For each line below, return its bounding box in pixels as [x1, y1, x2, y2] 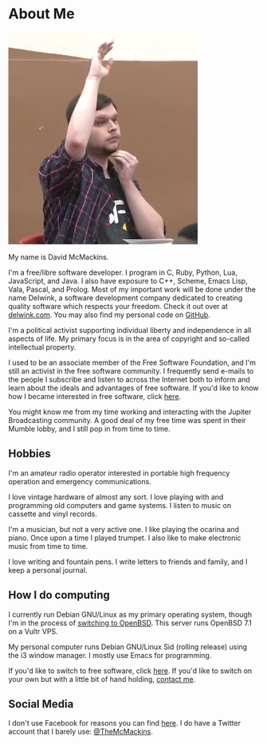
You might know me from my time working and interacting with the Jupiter [8, 407, 252, 417]
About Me [8, 5, 75, 23]
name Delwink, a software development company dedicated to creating [8, 292, 243, 303]
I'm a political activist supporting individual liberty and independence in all [8, 325, 252, 335]
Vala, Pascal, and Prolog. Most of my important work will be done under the [8, 284, 257, 294]
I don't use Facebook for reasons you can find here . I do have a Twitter [8, 719, 241, 728]
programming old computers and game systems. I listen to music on [8, 500, 232, 510]
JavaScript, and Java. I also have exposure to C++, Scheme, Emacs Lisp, [8, 276, 249, 285]
